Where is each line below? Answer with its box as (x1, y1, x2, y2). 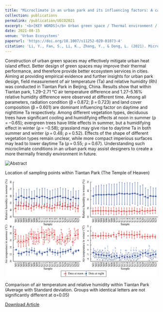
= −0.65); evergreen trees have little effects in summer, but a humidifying (5, 120, 151, 126)
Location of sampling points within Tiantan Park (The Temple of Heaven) (5, 169, 150, 175)
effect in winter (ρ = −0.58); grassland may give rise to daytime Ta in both (5, 125, 151, 131)
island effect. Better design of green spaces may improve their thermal (5, 63, 147, 69)
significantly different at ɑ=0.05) (5, 292, 69, 298)
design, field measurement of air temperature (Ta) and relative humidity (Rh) (5, 78, 158, 84)
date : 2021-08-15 (5, 28, 40, 34)
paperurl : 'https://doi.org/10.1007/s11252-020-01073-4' (5, 39, 123, 44)
